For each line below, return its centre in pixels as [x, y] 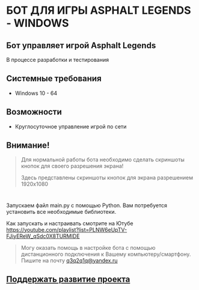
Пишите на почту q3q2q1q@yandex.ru [69, 260]
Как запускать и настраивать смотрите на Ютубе [70, 223]
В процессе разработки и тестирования [58, 60]
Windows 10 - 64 [36, 93]
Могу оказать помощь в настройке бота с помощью [88, 247]
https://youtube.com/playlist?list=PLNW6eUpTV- [67, 229]
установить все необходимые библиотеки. [61, 211]
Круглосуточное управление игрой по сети [71, 126]
